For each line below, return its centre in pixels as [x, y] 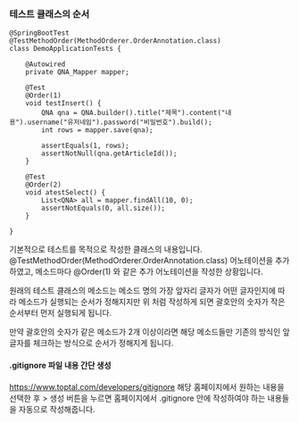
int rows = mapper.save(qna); [97, 130]
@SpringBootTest [39, 33]
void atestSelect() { [65, 193]
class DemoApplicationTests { [66, 49]
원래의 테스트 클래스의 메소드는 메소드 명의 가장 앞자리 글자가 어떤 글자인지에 [143, 291]
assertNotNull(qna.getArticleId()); [109, 153]
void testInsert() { [63, 104]
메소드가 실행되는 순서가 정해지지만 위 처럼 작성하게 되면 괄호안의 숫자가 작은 [152, 302]
